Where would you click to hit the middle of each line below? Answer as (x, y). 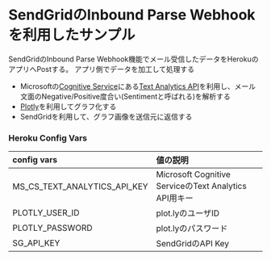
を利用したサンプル (72, 35)
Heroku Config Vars (48, 138)
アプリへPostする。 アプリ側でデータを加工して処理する (102, 69)
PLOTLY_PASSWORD (52, 228)
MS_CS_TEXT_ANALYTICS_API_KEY (80, 187)
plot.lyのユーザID (188, 213)
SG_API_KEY (36, 243)
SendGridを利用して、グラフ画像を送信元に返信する (106, 116)
